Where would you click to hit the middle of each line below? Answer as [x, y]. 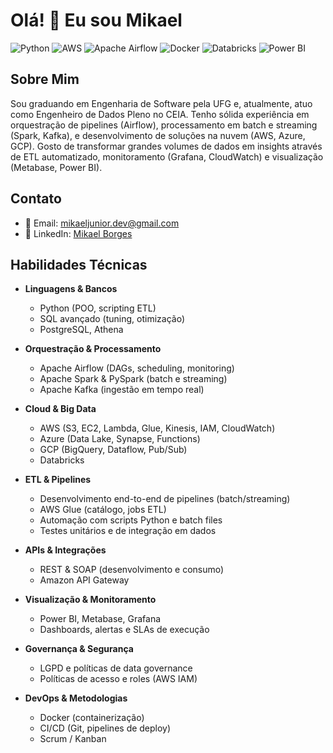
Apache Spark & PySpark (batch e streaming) [133, 379]
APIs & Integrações [65, 550]
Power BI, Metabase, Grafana [100, 619]
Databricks [62, 460]
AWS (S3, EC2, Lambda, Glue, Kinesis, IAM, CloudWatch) [157, 428]
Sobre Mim [45, 79]
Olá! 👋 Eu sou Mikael [96, 20]
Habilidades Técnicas [79, 264]
